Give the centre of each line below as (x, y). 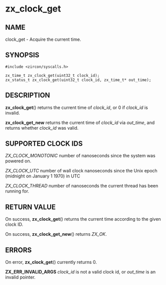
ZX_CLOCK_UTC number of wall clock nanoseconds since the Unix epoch (81, 171)
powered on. (18, 161)
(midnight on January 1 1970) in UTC (43, 176)
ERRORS (19, 250)
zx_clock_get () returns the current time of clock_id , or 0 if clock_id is (76, 107)
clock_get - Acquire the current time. (43, 39)
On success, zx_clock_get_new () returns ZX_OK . (56, 234)
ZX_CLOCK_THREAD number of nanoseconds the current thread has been (82, 186)
